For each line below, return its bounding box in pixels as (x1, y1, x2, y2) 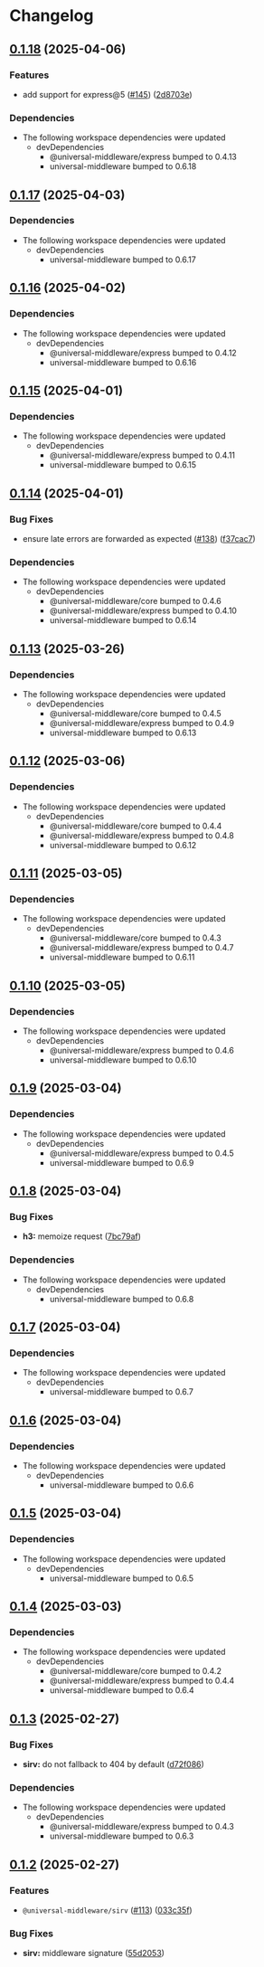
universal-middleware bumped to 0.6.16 (49, 356, 197, 367)
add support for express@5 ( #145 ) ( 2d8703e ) (22, 89, 193, 99)
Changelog (9, 5, 94, 26)
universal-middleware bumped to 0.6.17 (49, 254, 196, 265)
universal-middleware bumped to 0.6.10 (49, 1054, 197, 1065)
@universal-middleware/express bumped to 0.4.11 (49, 449, 236, 461)
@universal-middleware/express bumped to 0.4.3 (49, 1821, 235, 1832)
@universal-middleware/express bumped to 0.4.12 (49, 347, 237, 358)
